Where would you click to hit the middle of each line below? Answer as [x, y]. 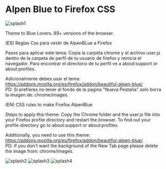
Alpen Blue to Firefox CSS [60, 9]
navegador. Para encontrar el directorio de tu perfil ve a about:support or [81, 63]
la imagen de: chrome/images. [37, 95]
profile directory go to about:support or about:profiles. [62, 125]
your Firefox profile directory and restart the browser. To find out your [78, 119]
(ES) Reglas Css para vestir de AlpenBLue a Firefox [59, 43]
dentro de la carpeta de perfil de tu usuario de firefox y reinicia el [73, 58]
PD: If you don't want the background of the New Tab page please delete [82, 146]
